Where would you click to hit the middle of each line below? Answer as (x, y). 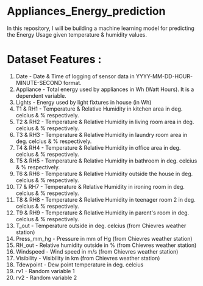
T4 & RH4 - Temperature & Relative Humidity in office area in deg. (98, 147)
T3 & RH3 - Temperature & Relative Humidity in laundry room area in (101, 134)
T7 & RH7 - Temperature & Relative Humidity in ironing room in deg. (100, 186)
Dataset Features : (54, 60)
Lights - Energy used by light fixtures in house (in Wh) (84, 102)
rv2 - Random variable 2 (46, 277)
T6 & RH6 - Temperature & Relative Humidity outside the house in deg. (104, 174)
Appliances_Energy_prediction (86, 11)
